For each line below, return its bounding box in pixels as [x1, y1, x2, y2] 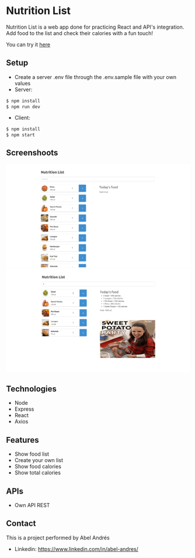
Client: [14, 114, 30, 121]
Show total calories [14, 469, 61, 476]
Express [14, 405, 34, 413]
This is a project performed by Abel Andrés [6, 534, 110, 541]
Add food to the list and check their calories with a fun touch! [6, 29, 154, 36]
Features [6, 435, 39, 445]
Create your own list [14, 457, 63, 464]
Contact [6, 519, 36, 529]
